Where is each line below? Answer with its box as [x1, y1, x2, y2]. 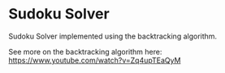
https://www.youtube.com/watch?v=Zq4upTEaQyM [8, 55, 181, 65]
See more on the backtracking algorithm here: [8, 47, 162, 56]
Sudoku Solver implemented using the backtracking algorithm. [8, 31, 218, 41]
